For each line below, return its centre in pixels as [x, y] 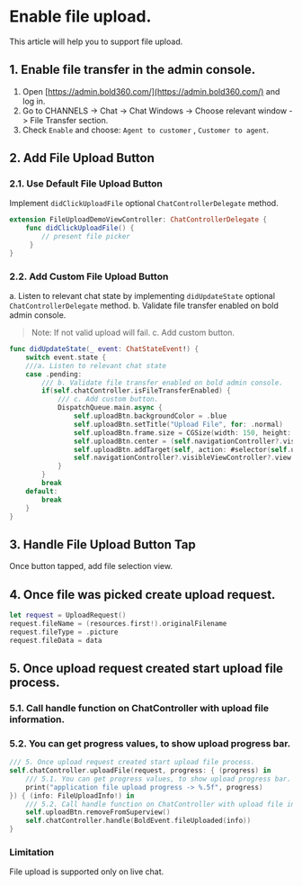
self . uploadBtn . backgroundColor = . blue [150, 416]
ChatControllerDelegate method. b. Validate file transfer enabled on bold [144, 306]
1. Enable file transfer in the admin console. [133, 70]
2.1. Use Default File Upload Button [86, 184]
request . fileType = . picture [64, 632]
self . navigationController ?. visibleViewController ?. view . [184, 458]
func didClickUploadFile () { [80, 228]
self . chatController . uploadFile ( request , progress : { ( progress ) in [140, 771]
